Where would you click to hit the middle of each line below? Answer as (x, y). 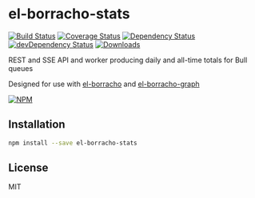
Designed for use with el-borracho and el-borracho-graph (104, 84)
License (28, 168)
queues (21, 68)
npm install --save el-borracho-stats (73, 143)
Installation (37, 125)
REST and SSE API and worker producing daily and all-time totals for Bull (128, 60)
